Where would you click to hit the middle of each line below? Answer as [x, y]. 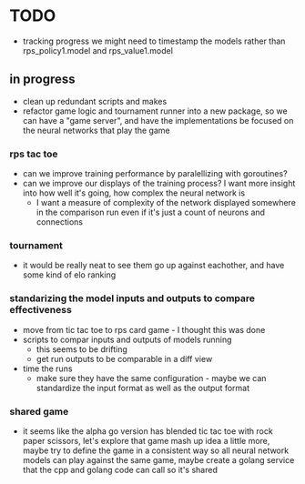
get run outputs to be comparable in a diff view [124, 358]
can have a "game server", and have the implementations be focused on [158, 120]
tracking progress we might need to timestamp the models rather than [154, 41]
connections [60, 222]
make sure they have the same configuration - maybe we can [151, 378]
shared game [39, 411]
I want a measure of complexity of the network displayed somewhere [166, 203]
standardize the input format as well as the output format [143, 388]
